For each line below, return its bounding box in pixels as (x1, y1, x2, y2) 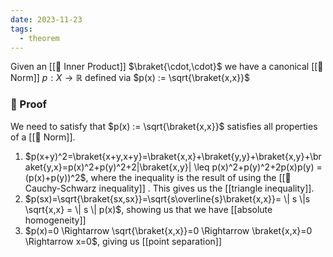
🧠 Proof (10, 97, 48, 111)
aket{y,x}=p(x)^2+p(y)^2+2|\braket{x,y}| (24, 161, 192, 173)
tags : (10, 24, 33, 34)
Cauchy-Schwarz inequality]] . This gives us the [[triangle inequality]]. (24, 182, 315, 194)
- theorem (19, 33, 60, 43)
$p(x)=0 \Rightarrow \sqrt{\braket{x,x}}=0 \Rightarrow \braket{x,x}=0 (24, 224, 313, 236)
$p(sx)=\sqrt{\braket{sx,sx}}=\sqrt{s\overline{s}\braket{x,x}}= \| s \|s (24, 192, 311, 205)
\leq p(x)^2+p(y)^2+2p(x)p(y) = (193, 161, 323, 173)
